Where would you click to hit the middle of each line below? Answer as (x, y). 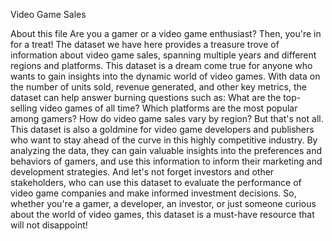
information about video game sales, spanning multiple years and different (163, 55)
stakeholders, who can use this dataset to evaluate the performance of (156, 182)
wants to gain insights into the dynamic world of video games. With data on (165, 76)
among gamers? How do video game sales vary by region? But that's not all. (167, 118)
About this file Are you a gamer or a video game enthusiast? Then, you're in (166, 33)
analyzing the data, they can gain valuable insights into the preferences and (166, 150)
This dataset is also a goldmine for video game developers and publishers (162, 129)
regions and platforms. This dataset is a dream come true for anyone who (161, 65)
